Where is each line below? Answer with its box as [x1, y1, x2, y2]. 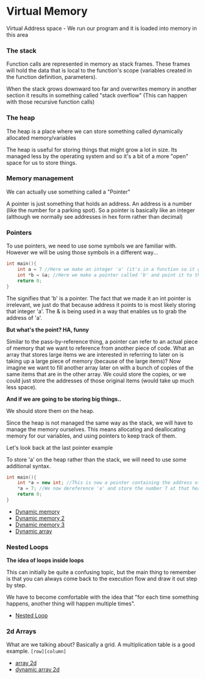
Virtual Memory [6, 4, 88, 18]
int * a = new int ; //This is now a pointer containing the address [17, 480, 192, 486]
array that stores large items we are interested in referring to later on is [6, 351, 184, 358]
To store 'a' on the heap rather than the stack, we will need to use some [6, 455, 187, 463]
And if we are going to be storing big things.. [6, 395, 122, 403]
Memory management [6, 174, 74, 183]
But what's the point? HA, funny [6, 326, 90, 333]
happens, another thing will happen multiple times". [6, 600, 135, 607]
